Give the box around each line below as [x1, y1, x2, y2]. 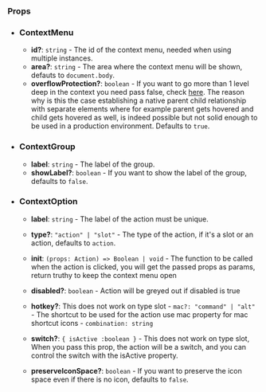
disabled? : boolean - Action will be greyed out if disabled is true [30, 285, 241, 296]
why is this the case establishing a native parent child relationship [30, 96, 247, 105]
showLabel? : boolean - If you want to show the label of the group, [30, 167, 248, 177]
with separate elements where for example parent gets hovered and [30, 104, 254, 114]
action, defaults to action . [30, 237, 116, 248]
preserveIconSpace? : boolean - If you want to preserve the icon [30, 366, 242, 375]
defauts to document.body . [30, 70, 115, 80]
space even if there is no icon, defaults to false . [30, 374, 189, 384]
